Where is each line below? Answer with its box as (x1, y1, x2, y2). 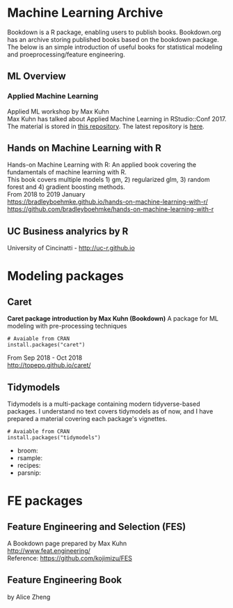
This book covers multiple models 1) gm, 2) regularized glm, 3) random (7, 176, 210, 184)
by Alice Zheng (7, 593, 51, 601)
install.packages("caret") (7, 342, 86, 349)
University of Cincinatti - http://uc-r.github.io (7, 244, 136, 252)
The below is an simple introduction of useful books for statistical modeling (7, 43, 223, 51)
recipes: (17, 462, 41, 470)
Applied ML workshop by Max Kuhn (7, 107, 110, 116)
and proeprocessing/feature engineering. (7, 50, 125, 59)
